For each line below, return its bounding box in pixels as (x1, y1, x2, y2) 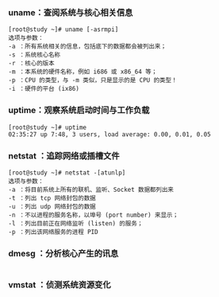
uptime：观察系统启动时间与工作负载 (8, 105, 150, 116)
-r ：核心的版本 (8, 60, 55, 68)
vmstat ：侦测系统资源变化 (8, 279, 111, 291)
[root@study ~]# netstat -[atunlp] (8, 169, 126, 177)
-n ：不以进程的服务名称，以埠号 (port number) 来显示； (8, 211, 179, 219)
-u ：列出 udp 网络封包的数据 (8, 202, 97, 210)
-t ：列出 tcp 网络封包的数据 (8, 193, 97, 202)
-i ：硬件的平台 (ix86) (8, 85, 79, 93)
